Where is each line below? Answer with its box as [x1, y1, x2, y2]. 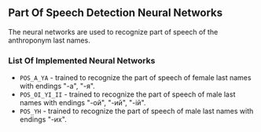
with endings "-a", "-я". [19, 82, 96, 91]
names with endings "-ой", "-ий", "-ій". [19, 98, 146, 108]
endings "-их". [19, 115, 67, 124]
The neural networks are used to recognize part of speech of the [8, 27, 219, 36]
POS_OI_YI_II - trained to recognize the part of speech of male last [19, 90, 236, 99]
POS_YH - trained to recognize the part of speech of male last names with [19, 106, 254, 116]
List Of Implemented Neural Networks [8, 55, 156, 66]
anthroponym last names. [8, 35, 90, 45]
